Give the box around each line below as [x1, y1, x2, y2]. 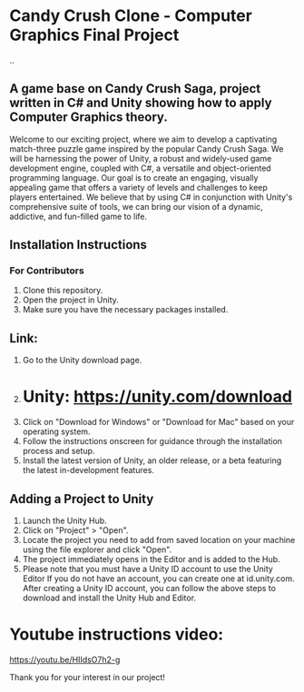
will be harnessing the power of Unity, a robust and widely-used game [9, 153, 272, 163]
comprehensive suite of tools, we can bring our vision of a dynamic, [9, 201, 263, 212]
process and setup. [22, 446, 95, 457]
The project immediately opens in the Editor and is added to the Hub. [22, 554, 280, 564]
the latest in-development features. [22, 465, 154, 476]
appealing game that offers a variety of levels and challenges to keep [9, 182, 268, 193]
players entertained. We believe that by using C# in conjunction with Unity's [9, 192, 293, 203]
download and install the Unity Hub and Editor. [22, 592, 197, 603]
